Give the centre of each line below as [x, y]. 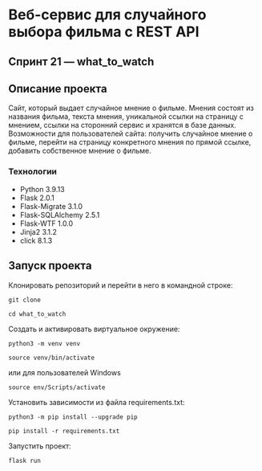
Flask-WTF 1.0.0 [46, 223]
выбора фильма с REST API [104, 32]
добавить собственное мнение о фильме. [80, 151]
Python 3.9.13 [42, 189]
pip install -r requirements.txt [64, 431]
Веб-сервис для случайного [107, 15]
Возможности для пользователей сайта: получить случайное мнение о [131, 133]
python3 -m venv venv [44, 343]
